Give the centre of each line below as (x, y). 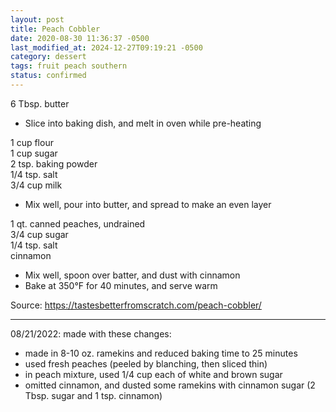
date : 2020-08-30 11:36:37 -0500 (80, 38)
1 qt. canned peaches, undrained (78, 223)
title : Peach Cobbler (55, 29)
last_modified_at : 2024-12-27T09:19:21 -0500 (106, 47)
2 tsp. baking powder (54, 163)
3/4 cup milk (36, 185)
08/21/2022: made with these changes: (91, 333)
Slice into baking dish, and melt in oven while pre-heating (143, 123)
